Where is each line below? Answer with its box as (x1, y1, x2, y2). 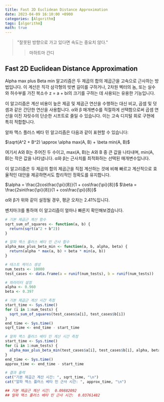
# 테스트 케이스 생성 (5, 262, 41, 267)
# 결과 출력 (5, 370, 25, 375)
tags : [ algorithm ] (5, 21, 42, 26)
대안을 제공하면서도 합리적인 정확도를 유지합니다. (18, 172, 111, 178)
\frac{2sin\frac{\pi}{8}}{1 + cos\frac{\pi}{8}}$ (5, 187, 97, 192)
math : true (5, 25, 27, 30)
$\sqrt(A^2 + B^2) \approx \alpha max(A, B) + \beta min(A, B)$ (5, 139, 130, 145)
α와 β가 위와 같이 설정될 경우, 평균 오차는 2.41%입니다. (5, 197, 110, 203)
